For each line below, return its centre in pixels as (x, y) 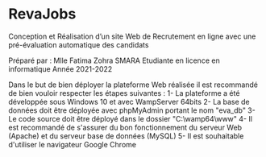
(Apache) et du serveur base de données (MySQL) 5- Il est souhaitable (126, 136)
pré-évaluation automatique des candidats (79, 44)
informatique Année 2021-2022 (60, 68)
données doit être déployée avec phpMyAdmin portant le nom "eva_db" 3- (132, 110)
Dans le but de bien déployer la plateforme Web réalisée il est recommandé (133, 85)
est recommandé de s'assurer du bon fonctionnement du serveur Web (125, 127)
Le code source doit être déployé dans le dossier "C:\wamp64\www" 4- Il (130, 118)
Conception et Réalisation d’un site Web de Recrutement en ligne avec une (132, 36)
